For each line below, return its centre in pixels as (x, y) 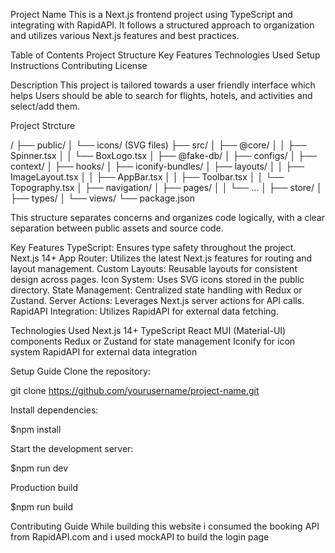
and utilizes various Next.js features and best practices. (125, 35)
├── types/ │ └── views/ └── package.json (102, 198)
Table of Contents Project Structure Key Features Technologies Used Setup (165, 55)
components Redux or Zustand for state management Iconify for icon (153, 341)
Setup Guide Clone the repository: (80, 371)
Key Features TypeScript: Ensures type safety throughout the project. (153, 247)
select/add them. (45, 106)
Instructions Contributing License (79, 65)
